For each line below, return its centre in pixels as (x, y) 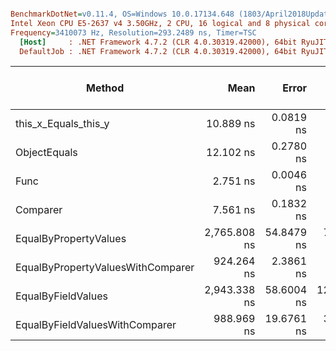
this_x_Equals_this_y (62, 124)
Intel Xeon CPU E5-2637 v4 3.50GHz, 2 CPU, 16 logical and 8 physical (160, 23)
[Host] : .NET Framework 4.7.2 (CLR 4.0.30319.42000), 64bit (158, 42)
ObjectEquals (46, 153)
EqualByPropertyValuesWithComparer (105, 268)
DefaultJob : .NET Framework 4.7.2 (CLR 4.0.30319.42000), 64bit (158, 51)
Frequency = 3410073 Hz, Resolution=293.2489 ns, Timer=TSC (133, 32)
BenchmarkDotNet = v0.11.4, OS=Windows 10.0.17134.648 (122, 14)
